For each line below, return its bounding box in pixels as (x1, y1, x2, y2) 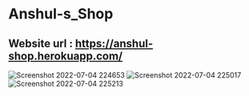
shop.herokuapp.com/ (8, 49, 122, 62)
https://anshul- (74, 37, 154, 50)
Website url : (8, 37, 74, 50)
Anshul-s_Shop (8, 5, 114, 23)
